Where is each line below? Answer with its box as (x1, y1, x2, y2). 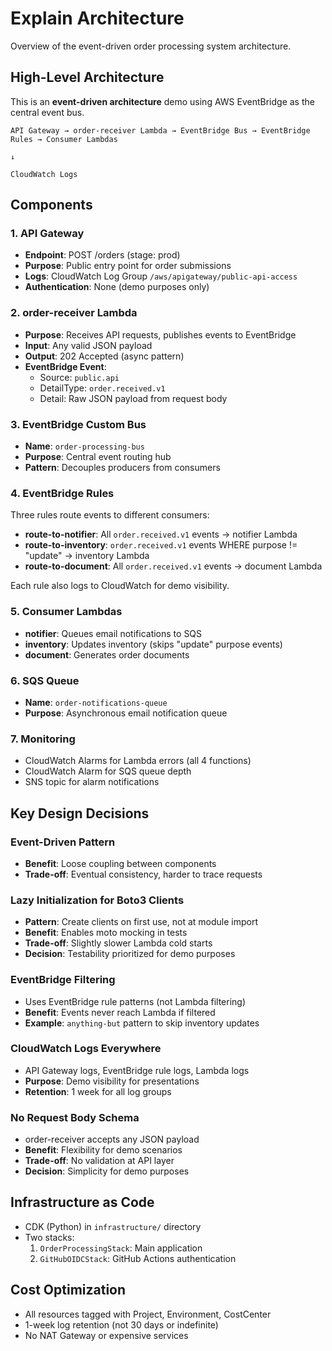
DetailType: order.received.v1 (39, 382, 166, 394)
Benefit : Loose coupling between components (24, 857, 217, 869)
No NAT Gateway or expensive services (24, 1329, 189, 1341)
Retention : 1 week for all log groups (24, 1085, 172, 1097)
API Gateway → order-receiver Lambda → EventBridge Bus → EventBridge (10, 125, 311, 136)
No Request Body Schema (10, 1110, 140, 1124)
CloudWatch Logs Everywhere (10, 1042, 162, 1056)
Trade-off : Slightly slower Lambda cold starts (24, 937, 213, 949)
